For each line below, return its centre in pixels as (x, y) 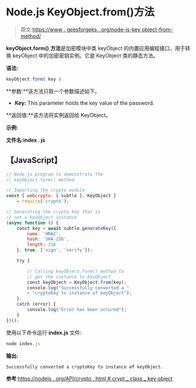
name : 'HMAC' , (44, 234)
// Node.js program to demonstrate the (55, 174)
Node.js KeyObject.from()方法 (80, 12)
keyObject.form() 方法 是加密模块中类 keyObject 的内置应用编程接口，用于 (96, 48)
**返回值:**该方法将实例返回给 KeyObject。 (59, 115)
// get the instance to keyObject (69, 277)
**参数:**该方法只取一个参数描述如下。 (53, 91)
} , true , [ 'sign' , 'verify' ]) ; (55, 250)
